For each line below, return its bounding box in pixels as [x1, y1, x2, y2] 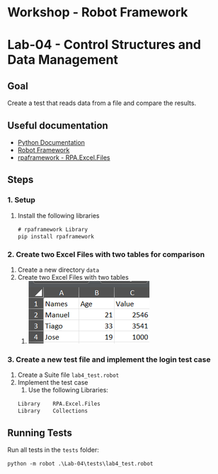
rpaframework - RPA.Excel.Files [17, 153, 110, 162]
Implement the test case [17, 378, 88, 387]
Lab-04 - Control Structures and [7, 37, 202, 53]
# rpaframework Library [17, 226, 88, 233]
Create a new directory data [17, 265, 100, 274]
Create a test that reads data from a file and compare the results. [7, 99, 197, 107]
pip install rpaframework [17, 233, 94, 240]
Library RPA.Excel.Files [17, 400, 101, 408]
